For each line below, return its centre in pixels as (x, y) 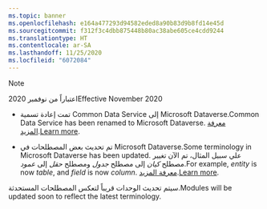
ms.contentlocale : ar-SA (50, 46)
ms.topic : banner (37, 16)
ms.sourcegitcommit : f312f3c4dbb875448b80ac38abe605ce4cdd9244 (116, 30)
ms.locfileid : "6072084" (50, 61)
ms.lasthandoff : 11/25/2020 (55, 53)
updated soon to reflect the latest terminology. (85, 196)
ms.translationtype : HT (48, 38)
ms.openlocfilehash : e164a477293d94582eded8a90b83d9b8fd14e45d (116, 23)
